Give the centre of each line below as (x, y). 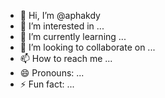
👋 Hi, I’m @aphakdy (60, 15)
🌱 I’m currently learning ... (73, 36)
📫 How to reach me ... (66, 58)
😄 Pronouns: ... (52, 73)
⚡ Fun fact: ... (47, 84)
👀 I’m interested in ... (62, 26)
